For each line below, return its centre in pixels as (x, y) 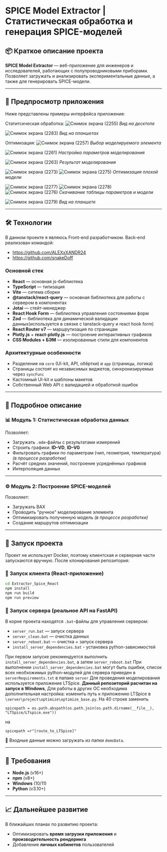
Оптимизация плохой (135, 172)
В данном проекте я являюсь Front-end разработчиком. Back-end (75, 237)
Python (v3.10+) (29, 789)
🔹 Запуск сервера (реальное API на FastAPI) (61, 610)
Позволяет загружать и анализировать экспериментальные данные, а (80, 76)
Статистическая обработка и (69, 21)
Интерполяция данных (36, 468)
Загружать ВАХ (29, 507)
